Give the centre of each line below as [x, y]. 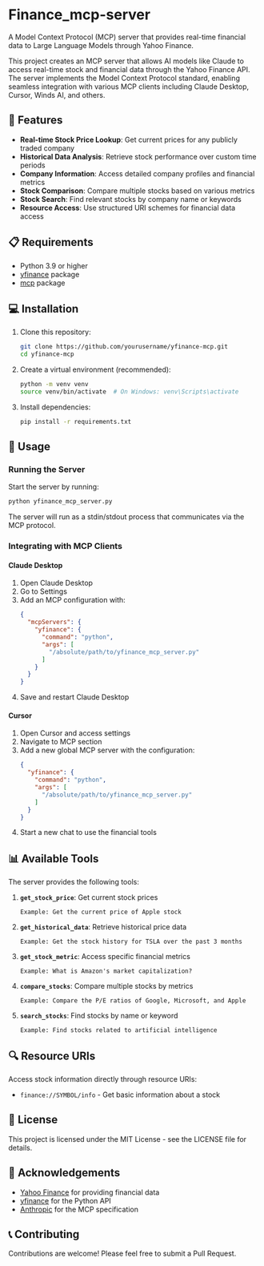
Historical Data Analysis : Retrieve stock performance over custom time [138, 156]
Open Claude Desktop [56, 583]
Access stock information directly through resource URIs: [103, 1079]
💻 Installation [44, 309]
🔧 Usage [29, 447]
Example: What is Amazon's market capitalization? [106, 971]
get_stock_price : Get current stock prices [89, 897]
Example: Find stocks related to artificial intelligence [118, 1030]
